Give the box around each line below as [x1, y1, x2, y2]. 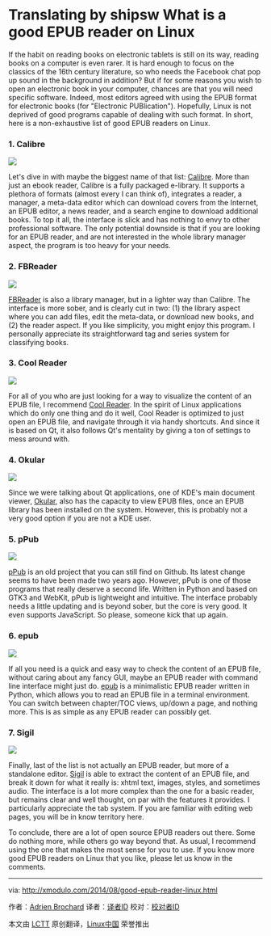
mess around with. [8, 434, 70, 444]
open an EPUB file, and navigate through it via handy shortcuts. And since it [8, 416, 261, 426]
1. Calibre [8, 138, 46, 150]
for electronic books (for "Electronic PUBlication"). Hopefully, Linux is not [8, 101, 252, 111]
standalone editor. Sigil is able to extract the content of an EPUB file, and [8, 769, 250, 779]
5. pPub [8, 533, 40, 545]
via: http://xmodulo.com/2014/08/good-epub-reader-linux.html [8, 885, 218, 895]
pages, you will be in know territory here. [8, 812, 144, 822]
